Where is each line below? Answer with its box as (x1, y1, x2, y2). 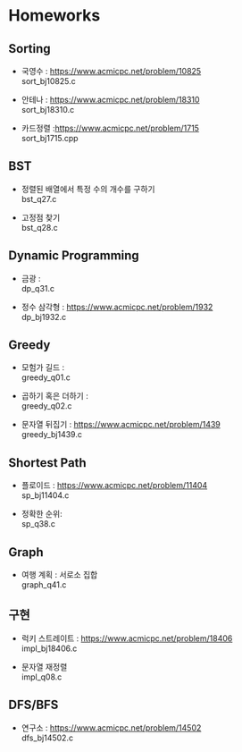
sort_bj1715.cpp (21, 133, 79, 143)
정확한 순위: (21, 509, 63, 520)
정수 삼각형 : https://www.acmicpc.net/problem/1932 (21, 301, 213, 312)
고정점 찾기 (21, 212, 61, 223)
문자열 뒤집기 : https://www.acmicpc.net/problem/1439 (21, 419, 221, 430)
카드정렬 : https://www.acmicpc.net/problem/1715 (21, 123, 200, 133)
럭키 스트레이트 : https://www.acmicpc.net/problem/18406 (21, 632, 233, 644)
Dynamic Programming (8, 248, 139, 264)
